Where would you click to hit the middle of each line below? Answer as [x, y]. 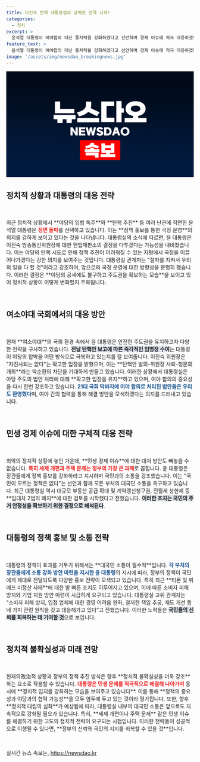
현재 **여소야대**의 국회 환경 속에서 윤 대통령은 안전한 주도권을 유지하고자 [92, 341]
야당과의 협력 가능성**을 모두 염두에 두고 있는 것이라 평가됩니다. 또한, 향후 [103, 699]
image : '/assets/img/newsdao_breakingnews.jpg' [66, 57]
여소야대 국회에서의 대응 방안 [56, 315]
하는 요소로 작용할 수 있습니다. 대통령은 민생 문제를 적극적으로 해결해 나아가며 [95, 684]
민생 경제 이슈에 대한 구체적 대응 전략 [69, 434]
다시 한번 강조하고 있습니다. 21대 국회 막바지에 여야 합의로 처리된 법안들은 [97, 386]
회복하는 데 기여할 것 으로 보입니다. [57, 617]
